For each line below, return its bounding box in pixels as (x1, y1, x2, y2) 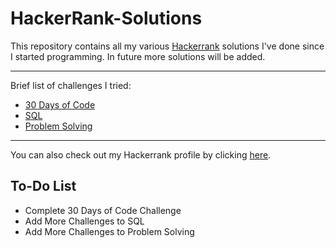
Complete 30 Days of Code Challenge (24, 204, 182, 216)
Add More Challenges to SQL (24, 215, 145, 227)
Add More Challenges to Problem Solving (24, 225, 195, 237)
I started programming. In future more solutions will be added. (10, 50, 266, 62)
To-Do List (10, 178, 77, 195)
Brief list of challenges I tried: (10, 79, 132, 91)
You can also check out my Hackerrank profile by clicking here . (10, 148, 272, 161)
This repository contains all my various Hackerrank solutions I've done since (10, 40, 325, 52)
